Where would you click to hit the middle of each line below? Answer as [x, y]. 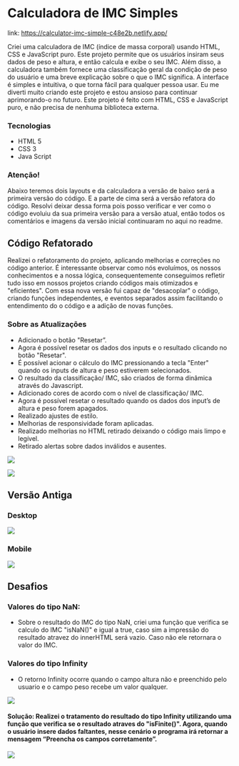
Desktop [22, 515]
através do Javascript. [50, 385]
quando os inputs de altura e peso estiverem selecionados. [105, 370]
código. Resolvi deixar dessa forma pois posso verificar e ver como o [110, 205]
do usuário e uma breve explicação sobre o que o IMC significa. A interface [118, 77]
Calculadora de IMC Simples [93, 13]
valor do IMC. [38, 645]
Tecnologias [29, 126]
